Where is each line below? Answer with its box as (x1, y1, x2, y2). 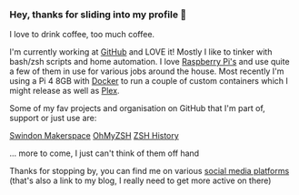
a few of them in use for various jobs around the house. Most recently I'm (9, 66, 284, 77)
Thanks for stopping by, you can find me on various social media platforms (9, 166, 290, 177)
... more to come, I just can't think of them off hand (9, 148, 200, 159)
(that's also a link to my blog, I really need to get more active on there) (9, 175, 272, 186)
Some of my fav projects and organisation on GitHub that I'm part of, (9, 103, 265, 114)
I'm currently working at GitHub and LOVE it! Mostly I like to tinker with (9, 46, 273, 57)
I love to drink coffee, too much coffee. (9, 29, 155, 40)
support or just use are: (9, 113, 97, 124)
